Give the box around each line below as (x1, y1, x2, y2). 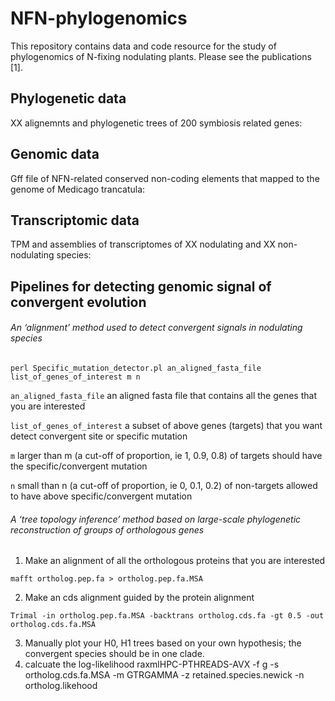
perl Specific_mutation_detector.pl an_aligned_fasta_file (10, 363, 262, 373)
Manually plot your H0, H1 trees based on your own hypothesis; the (24, 637, 302, 649)
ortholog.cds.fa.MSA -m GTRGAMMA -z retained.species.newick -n (24, 669, 305, 681)
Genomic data (10, 146, 100, 163)
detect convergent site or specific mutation (10, 430, 188, 442)
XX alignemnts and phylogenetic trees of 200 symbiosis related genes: (10, 117, 303, 129)
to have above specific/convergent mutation (10, 490, 193, 502)
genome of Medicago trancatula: (10, 183, 146, 195)
